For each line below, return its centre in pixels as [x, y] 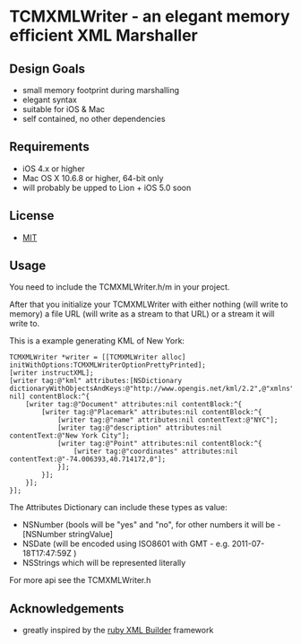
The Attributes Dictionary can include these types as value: [119, 508]
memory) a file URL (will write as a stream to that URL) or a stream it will [142, 314]
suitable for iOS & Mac [64, 109]
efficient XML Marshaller [104, 35]
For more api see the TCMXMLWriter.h [80, 580]
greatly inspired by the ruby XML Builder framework [118, 631]
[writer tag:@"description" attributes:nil [139, 428]
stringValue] [91, 535]
